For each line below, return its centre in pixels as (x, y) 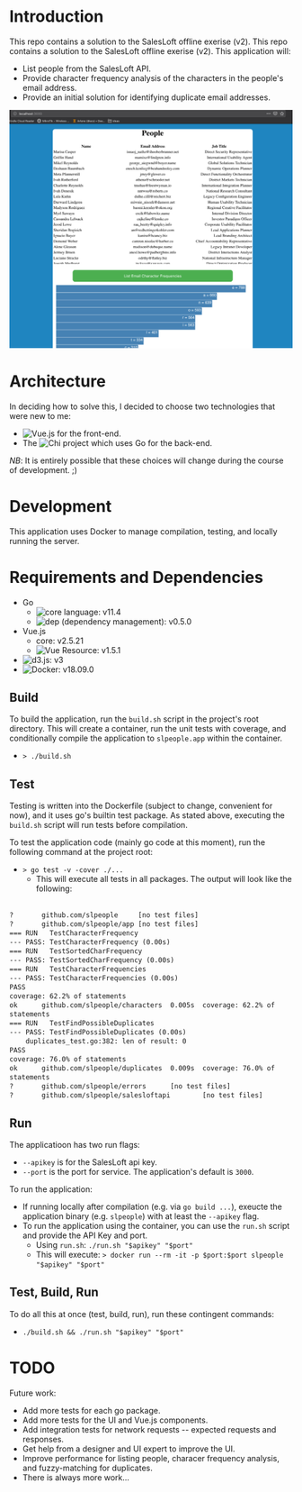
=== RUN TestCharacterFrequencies (78, 969)
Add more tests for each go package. (91, 1410)
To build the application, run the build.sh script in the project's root (134, 719)
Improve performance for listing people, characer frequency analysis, (151, 1458)
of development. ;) (44, 469)
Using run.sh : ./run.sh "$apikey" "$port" (114, 1244)
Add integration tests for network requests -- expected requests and (149, 1429)
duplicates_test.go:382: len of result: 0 (106, 1042)
